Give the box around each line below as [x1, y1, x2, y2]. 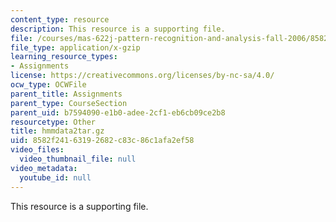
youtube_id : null [19, 172, 92, 183]
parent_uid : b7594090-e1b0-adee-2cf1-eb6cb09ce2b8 [10, 107, 226, 118]
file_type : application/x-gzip [10, 42, 141, 53]
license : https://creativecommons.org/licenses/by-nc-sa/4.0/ [10, 71, 275, 81]
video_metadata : [10, 163, 78, 173]
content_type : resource [10, 14, 110, 25]
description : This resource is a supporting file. [10, 24, 226, 34]
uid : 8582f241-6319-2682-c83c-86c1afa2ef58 [10, 136, 195, 146]
